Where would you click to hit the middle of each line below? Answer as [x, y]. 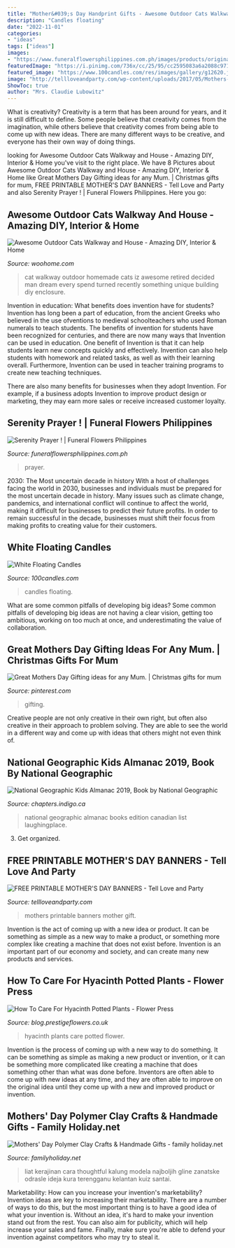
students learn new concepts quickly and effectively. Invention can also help [117, 350]
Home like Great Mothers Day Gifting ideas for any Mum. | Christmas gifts [113, 178]
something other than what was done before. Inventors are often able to [111, 1072]
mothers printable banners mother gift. [80, 915]
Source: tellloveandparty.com [50, 902]
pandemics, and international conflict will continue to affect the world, [108, 503]
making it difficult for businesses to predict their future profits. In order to [113, 510]
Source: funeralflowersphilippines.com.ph [67, 454]
